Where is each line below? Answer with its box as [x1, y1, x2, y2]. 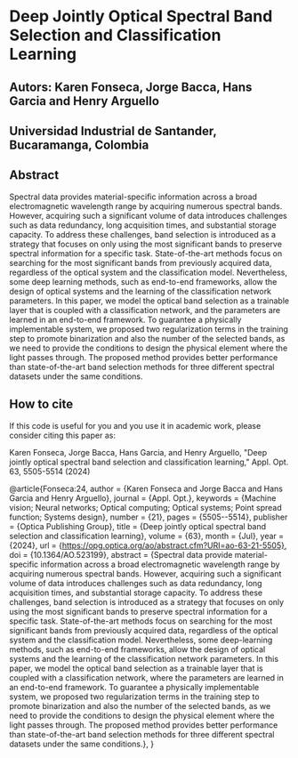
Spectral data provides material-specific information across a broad [9, 191, 258, 202]
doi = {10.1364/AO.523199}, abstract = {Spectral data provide [9, 549, 233, 560]
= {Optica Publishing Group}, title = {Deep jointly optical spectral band [9, 520, 267, 531]
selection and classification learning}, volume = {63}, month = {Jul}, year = [9, 530, 285, 541]
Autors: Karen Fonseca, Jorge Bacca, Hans [9, 79, 253, 94]
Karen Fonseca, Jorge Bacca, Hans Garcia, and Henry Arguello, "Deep [9, 447, 268, 457]
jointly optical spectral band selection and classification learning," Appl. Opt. [9, 456, 289, 467]
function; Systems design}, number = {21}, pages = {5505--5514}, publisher [9, 512, 288, 522]
